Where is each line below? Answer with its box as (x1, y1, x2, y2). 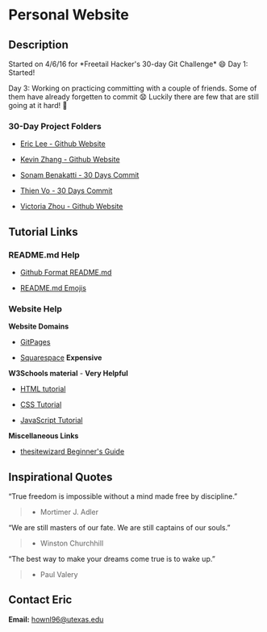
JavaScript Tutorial (19, 416, 83, 425)
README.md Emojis (19, 283, 87, 292)
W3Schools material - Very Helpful (8, 369, 128, 379)
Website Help (8, 303, 62, 314)
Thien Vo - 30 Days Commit (19, 186, 113, 195)
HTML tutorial (19, 384, 66, 394)
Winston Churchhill (40, 538, 104, 548)
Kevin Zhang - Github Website (19, 155, 120, 165)
